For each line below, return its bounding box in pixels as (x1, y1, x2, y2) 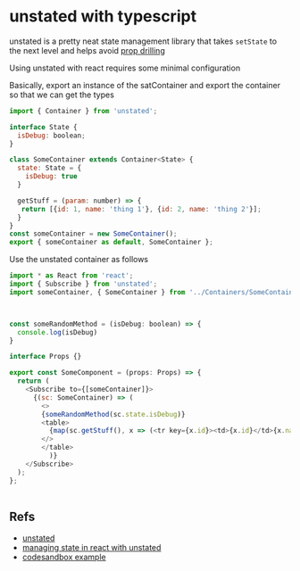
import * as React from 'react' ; (9, 271, 134, 280)
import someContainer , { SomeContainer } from (9, 287, 186, 296)
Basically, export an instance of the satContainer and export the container (9, 79, 281, 90)
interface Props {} (9, 352, 82, 361)
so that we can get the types (9, 89, 114, 100)
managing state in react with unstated (21, 542, 162, 553)
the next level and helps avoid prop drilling (9, 45, 165, 55)
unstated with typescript (9, 6, 197, 27)
